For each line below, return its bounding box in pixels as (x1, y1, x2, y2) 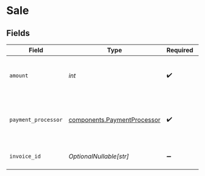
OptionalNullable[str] (68, 152, 129, 160)
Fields (6, 28, 31, 38)
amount (9, 72, 29, 79)
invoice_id (9, 153, 41, 160)
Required (166, 46, 193, 54)
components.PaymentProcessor (68, 116, 160, 124)
